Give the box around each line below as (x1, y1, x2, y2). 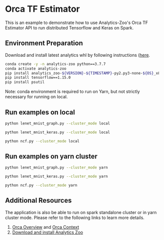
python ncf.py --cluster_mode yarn (5, 183, 78, 188)
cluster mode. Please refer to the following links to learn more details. (5, 215, 145, 220)
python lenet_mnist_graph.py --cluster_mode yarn (5, 165, 108, 170)
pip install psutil (5, 80, 45, 85)
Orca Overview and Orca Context (12, 224, 80, 230)
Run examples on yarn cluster (5, 152, 98, 160)
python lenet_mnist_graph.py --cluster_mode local (5, 121, 110, 126)
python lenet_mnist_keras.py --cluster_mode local (5, 130, 110, 135)
